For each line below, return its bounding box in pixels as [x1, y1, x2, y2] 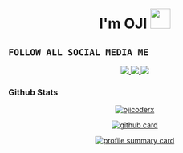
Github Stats [8, 87, 59, 98]
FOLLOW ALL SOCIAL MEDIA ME [8, 46, 149, 58]
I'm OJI [99, 14, 148, 33]
